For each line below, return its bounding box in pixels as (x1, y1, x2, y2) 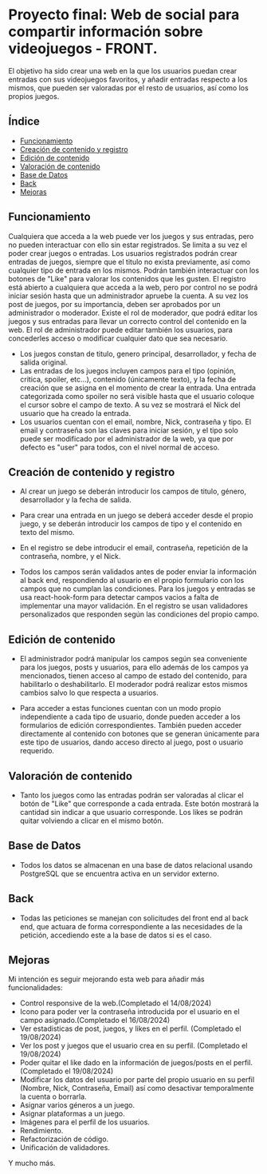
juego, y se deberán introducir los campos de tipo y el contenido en (19, 519, 242, 529)
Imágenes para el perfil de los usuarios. (19, 1117, 150, 1127)
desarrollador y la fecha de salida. (19, 495, 132, 505)
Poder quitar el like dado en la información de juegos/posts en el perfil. (19, 1058, 253, 1068)
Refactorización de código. (19, 1134, 109, 1144)
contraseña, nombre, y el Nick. (19, 552, 121, 561)
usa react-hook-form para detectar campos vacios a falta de (19, 593, 219, 602)
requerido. (19, 746, 54, 756)
